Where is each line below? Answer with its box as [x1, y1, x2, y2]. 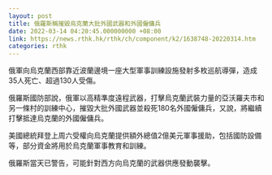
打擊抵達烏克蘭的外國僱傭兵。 [8, 113, 108, 123]
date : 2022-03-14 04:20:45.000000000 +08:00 [8, 27, 162, 35]
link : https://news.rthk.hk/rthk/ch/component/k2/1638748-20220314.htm [8, 34, 256, 43]
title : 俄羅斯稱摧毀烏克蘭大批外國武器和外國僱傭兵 [8, 20, 161, 28]
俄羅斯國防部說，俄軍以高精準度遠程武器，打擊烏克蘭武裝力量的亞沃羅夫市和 [8, 93, 265, 103]
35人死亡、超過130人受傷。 [8, 76, 101, 85]
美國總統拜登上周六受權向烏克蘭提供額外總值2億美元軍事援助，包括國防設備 [8, 131, 262, 141]
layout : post [8, 11, 53, 20]
